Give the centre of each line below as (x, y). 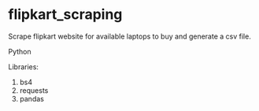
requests (34, 90)
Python (20, 51)
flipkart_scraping (65, 15)
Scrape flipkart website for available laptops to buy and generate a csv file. (130, 36)
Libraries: (24, 67)
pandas (32, 98)
